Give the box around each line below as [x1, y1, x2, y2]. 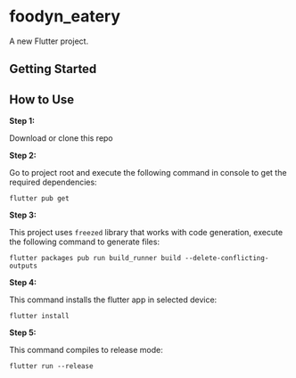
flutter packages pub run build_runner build [9, 254, 181, 263]
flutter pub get [9, 194, 70, 203]
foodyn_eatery [9, 6, 121, 27]
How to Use [9, 92, 75, 107]
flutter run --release [9, 362, 94, 371]
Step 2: [9, 150, 37, 161]
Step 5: [9, 327, 37, 338]
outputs [9, 261, 38, 271]
